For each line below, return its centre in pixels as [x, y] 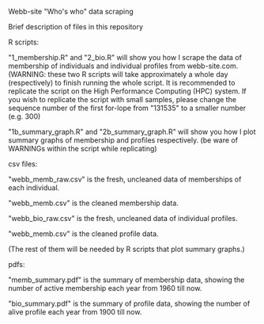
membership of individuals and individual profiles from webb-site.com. [123, 66]
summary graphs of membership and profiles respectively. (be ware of [123, 140]
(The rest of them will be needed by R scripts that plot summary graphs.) [126, 249]
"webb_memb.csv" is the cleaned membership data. [94, 203]
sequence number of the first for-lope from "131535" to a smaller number [127, 108]
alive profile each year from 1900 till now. [75, 312]
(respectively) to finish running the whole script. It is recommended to [122, 83]
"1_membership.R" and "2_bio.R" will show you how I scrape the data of [125, 57]
